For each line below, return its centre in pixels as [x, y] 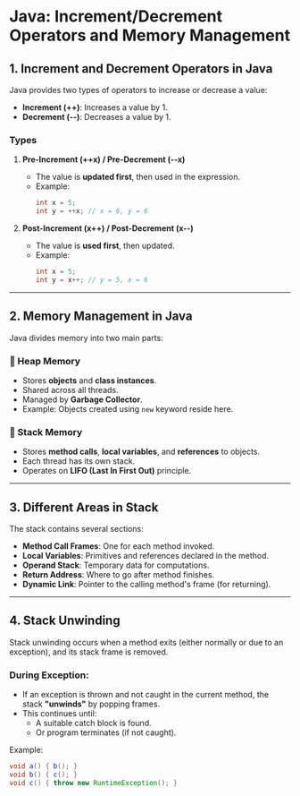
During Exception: [49, 675]
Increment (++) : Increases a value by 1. [95, 107]
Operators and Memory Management [150, 35]
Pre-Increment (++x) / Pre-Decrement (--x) [104, 159]
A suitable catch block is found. [93, 723]
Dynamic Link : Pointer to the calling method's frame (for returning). [146, 585]
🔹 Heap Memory [45, 361]
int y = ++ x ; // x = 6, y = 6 [92, 211]
